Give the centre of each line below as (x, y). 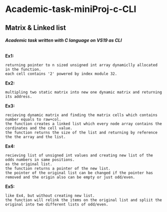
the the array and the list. (35, 137)
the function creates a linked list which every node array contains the (84, 123)
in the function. (23, 69)
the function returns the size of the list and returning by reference (81, 132)
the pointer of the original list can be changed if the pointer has (79, 173)
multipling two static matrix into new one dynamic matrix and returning (84, 92)
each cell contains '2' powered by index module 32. (61, 73)
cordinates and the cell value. (39, 128)
